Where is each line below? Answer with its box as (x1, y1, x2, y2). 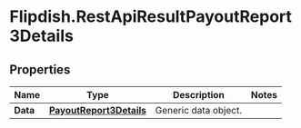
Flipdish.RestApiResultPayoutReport (9, 6, 293, 27)
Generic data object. (155, 104, 243, 116)
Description (172, 89, 225, 101)
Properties (9, 62, 71, 77)
